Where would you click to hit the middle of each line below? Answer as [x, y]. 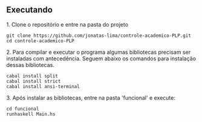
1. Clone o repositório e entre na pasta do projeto [67, 24]
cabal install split [32, 76]
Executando [29, 10]
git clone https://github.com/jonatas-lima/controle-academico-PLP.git [99, 36]
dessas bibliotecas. [30, 65]
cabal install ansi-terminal [43, 86]
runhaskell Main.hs [31, 114]
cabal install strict [34, 81]
